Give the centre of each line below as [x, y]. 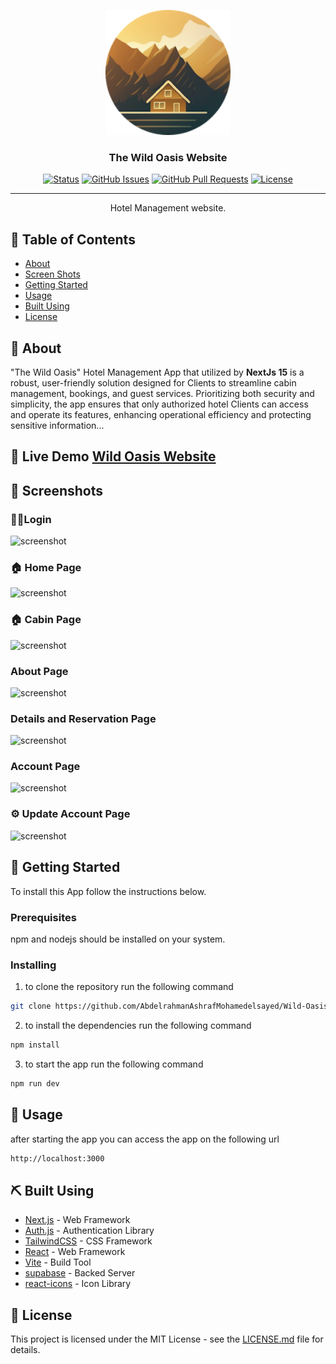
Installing [33, 965]
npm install [35, 1045]
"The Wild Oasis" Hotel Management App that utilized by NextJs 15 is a [157, 372]
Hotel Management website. [168, 208]
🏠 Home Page [46, 567]
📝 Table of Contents [73, 239]
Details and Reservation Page [83, 718]
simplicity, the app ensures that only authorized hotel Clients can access [159, 404]
